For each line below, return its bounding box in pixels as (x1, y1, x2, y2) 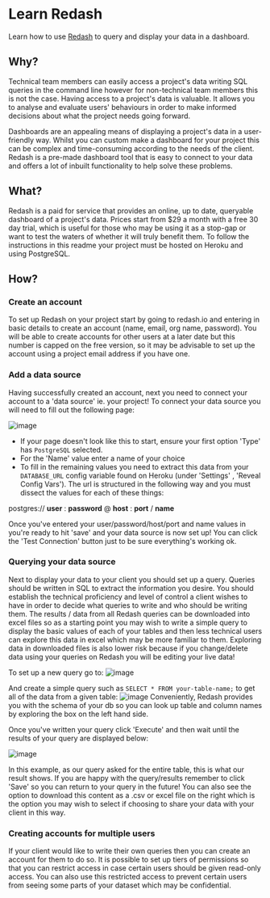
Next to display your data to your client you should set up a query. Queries (8, 575, 255, 584)
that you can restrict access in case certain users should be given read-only (8, 863, 262, 873)
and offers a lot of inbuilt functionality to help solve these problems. (8, 161, 233, 171)
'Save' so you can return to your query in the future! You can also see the (8, 782, 251, 791)
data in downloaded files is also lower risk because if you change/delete (8, 643, 248, 653)
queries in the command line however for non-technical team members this (8, 85, 259, 95)
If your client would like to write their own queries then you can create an (8, 846, 251, 856)
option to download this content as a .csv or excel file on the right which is (8, 790, 255, 800)
